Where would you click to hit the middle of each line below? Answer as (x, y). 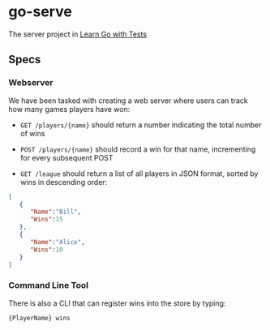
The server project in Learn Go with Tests (78, 34)
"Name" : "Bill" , (56, 212)
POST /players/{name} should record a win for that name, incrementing (138, 149)
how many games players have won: (69, 109)
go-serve (41, 12)
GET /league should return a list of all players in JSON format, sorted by (139, 174)
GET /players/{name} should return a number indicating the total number (141, 125)
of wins (32, 133)
